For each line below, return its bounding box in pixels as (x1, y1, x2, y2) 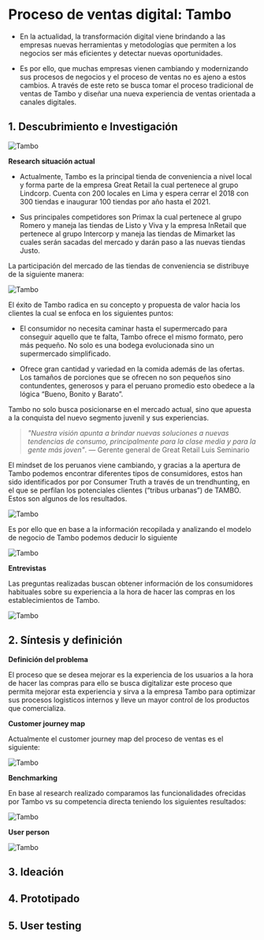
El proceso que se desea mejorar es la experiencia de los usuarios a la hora (8, 669, 254, 680)
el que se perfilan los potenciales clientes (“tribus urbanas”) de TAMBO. (8, 485, 242, 495)
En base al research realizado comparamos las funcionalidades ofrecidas (8, 788, 247, 798)
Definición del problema (8, 654, 88, 664)
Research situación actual (8, 156, 95, 166)
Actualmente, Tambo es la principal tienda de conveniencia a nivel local (19, 171, 252, 181)
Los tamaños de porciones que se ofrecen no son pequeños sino (19, 373, 231, 382)
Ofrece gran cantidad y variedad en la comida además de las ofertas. (19, 364, 245, 373)
